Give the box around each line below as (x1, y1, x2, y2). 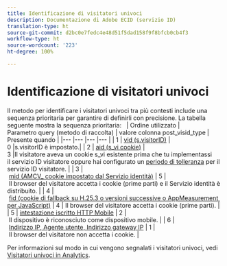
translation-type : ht (7, 23, 69, 29)
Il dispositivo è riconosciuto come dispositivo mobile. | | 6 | (8, 215, 175, 223)
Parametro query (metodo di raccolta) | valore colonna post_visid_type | (7, 128, 209, 136)
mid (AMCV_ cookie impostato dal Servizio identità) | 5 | (8, 172, 167, 180)
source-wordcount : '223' (7, 42, 78, 49)
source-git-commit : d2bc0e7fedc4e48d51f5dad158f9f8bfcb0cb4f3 (7, 29, 189, 36)
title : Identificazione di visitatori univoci (7, 10, 143, 17)
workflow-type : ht (7, 36, 60, 43)
